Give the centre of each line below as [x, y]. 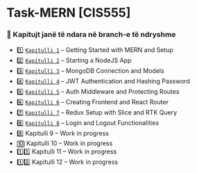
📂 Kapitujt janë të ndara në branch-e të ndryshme [91, 35]
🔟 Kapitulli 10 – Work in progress [65, 143]
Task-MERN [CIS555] [69, 13]
